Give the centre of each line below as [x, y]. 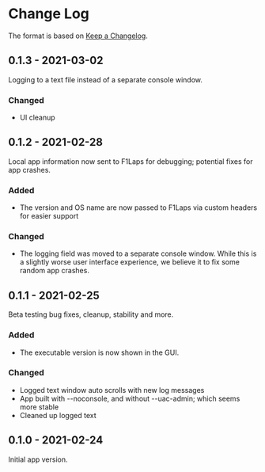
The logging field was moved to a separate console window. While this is [138, 253]
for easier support [49, 216]
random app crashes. [54, 271]
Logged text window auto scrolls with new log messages [112, 390]
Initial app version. [38, 459]
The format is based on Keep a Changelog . [78, 36]
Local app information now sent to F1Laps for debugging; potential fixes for [131, 161]
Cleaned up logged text [58, 415]
